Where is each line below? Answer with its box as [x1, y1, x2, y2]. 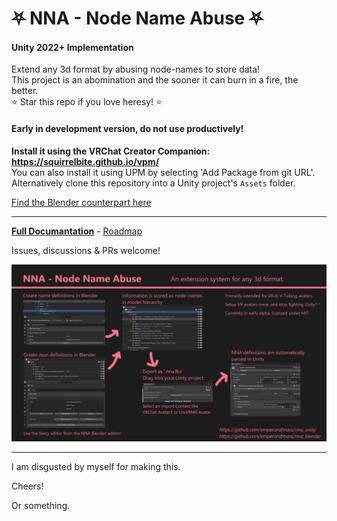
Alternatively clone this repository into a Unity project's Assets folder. [11, 177, 296, 189]
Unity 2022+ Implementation [11, 41, 134, 53]
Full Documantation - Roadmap [11, 225, 143, 237]
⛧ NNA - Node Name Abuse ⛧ [11, 7, 264, 30]
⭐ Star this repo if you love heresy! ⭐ [11, 96, 163, 108]
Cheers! [11, 480, 44, 492]
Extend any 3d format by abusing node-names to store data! [11, 63, 261, 76]
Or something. [11, 500, 71, 512]
